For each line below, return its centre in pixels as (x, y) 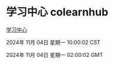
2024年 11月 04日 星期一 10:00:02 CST (53, 42)
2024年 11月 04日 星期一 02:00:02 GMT (55, 55)
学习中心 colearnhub (57, 12)
